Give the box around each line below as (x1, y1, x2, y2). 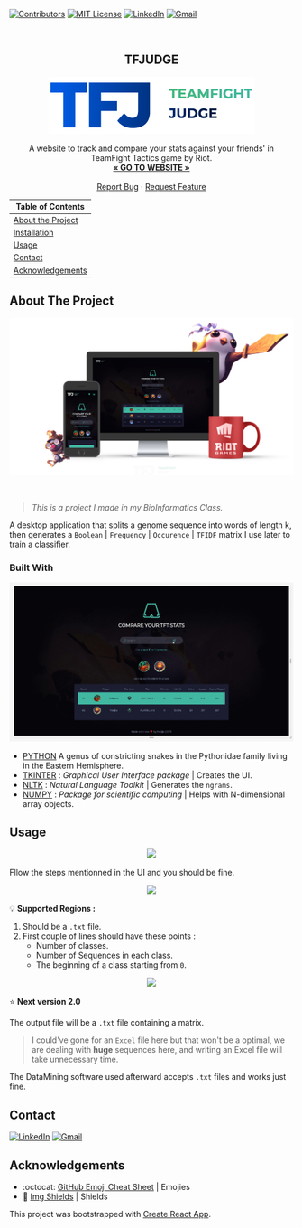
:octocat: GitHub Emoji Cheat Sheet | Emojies (22, 1181, 191, 1192)
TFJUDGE (124, 52, 179, 68)
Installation (13, 227, 54, 238)
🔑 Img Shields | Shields (22, 1191, 108, 1202)
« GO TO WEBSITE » (113, 162, 190, 173)
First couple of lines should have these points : (22, 931, 197, 942)
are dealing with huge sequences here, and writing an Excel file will (31, 1045, 282, 1055)
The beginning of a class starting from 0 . (35, 960, 187, 970)
